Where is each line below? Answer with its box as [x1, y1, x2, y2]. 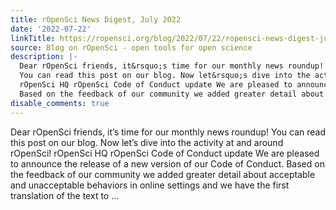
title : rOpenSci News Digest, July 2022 [10, 14, 182, 25]
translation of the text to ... [10, 189, 120, 201]
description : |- [10, 52, 78, 62]
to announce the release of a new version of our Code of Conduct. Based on [10, 157, 325, 170]
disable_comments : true [10, 98, 110, 108]
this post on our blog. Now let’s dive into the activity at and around [10, 136, 284, 148]
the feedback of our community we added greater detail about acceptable [10, 168, 316, 180]
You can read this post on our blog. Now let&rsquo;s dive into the [19, 71, 311, 81]
